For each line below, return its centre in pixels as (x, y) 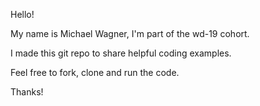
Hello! (22, 14)
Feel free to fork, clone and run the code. (95, 72)
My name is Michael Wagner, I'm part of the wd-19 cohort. (130, 33)
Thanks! (27, 92)
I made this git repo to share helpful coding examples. (121, 53)
